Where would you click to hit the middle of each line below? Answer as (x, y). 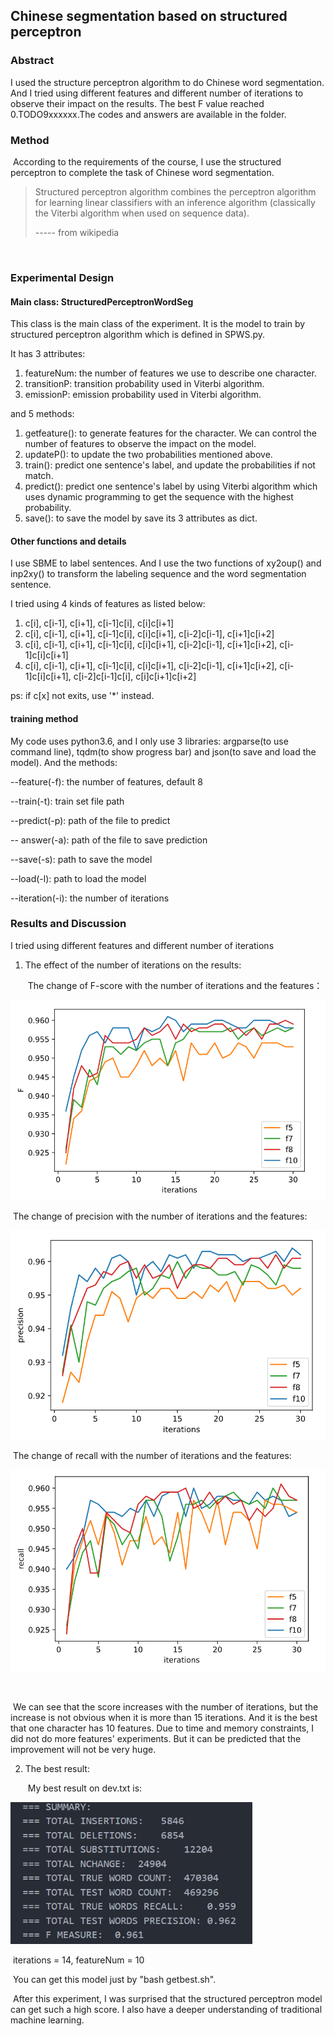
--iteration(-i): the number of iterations (90, 898)
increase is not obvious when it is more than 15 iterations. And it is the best (164, 1717)
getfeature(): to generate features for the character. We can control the (170, 433)
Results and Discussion (68, 924)
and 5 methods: (42, 414)
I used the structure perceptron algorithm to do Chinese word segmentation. (167, 82)
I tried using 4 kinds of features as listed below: (108, 604)
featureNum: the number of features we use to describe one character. (170, 373)
